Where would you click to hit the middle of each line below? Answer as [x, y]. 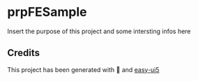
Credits [24, 53]
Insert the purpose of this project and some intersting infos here [99, 31]
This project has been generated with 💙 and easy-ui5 [83, 69]
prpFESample [47, 12]
